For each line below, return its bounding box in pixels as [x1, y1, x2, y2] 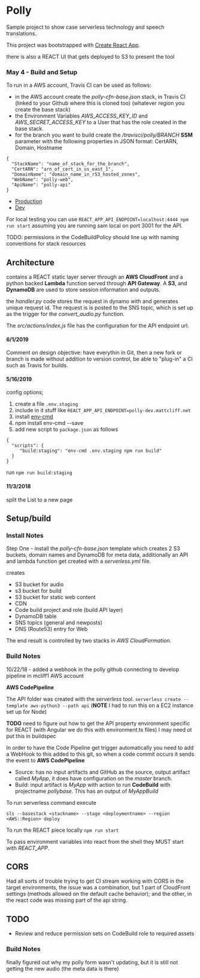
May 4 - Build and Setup [6, 68, 78, 76]
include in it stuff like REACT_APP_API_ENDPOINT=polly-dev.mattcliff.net [14, 407, 191, 414]
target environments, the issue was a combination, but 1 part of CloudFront [6, 884, 190, 891]
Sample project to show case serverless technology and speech [6, 23, 165, 31]
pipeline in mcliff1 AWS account [6, 672, 84, 679]
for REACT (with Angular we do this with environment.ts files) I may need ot [6, 726, 192, 733]
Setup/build [6, 514, 51, 524]
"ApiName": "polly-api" [11, 182, 71, 188]
